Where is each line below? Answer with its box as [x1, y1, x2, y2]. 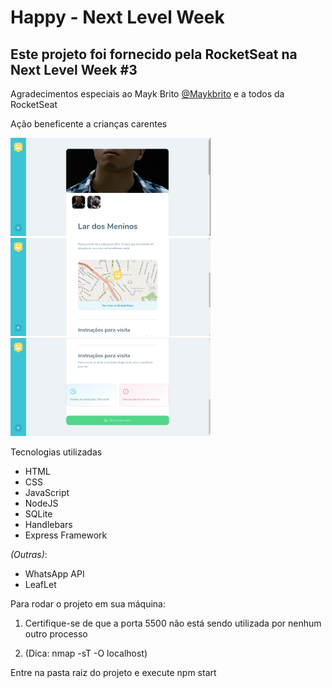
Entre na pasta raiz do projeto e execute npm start [10, 667, 217, 679]
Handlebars [24, 519, 73, 531]
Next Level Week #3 [10, 61, 138, 78]
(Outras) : [10, 549, 48, 561]
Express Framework [24, 529, 108, 541]
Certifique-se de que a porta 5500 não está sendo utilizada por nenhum [24, 617, 322, 630]
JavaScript [24, 487, 70, 499]
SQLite [24, 508, 53, 520]
